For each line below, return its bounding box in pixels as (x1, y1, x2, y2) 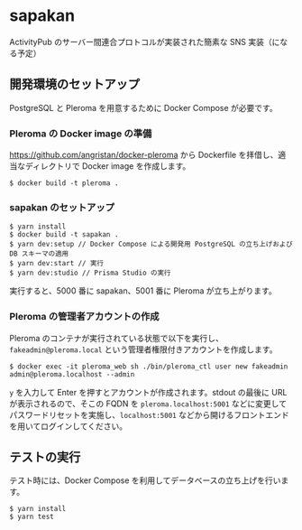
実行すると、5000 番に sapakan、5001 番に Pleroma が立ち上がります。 (9, 285, 277, 296)
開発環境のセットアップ (9, 77, 140, 92)
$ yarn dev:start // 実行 (9, 259, 104, 268)
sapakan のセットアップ (9, 200, 115, 213)
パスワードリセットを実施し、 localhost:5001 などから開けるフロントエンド (9, 409, 290, 420)
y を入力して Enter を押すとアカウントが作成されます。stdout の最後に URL (9, 386, 288, 397)
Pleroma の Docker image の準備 (9, 127, 152, 140)
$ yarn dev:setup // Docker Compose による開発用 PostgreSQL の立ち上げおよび (9, 240, 293, 249)
